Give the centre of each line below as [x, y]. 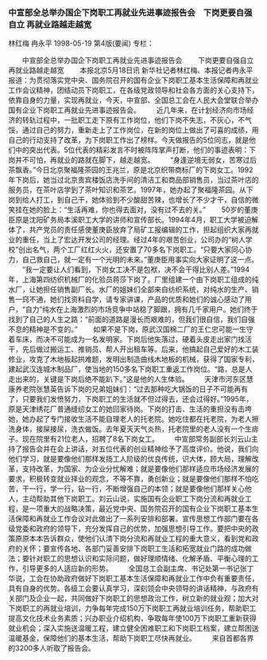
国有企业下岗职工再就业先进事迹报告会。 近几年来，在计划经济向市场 [128, 110]
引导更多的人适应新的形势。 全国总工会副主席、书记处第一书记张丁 [138, 568]
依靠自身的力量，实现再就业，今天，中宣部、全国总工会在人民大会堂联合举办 [133, 100]
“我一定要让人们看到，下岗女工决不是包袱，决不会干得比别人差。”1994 [136, 269]
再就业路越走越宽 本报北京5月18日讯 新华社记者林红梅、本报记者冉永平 [131, 70]
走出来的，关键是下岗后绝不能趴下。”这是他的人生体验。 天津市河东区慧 [131, 379]
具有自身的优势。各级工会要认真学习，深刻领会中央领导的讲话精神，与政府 [130, 588]
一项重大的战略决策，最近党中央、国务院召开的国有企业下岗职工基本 [140, 509]
